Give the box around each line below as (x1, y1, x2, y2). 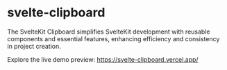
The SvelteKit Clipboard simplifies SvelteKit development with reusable (7, 27, 210, 36)
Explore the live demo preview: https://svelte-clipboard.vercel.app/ (7, 55, 199, 63)
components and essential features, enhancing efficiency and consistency (7, 34, 220, 43)
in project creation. (7, 42, 61, 50)
